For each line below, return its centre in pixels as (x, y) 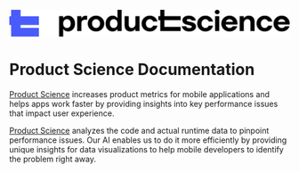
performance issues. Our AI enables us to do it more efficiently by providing (148, 140)
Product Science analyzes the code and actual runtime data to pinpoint (139, 130)
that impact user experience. (62, 113)
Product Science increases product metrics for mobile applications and (139, 94)
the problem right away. (53, 159)
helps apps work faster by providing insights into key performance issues (144, 103)
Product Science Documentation (132, 69)
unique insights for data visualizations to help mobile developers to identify (147, 149)
